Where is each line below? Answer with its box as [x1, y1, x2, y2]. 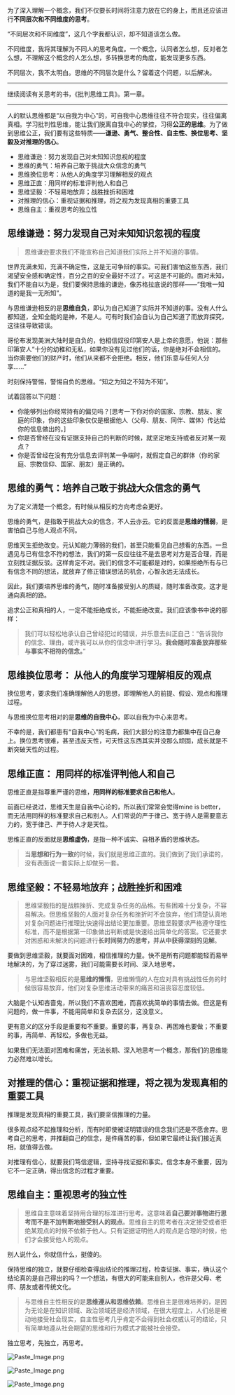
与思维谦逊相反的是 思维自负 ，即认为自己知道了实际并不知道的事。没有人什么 [7, 304, 228, 312]
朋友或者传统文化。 [19, 1282, 75, 1290]
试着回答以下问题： [7, 392, 63, 400]
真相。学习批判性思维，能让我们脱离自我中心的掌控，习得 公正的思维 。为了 [7, 120, 222, 128]
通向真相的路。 [7, 591, 50, 599]
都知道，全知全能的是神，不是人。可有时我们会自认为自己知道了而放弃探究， [7, 312, 228, 321]
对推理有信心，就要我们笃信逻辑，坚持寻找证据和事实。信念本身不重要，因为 [7, 1157, 228, 1166]
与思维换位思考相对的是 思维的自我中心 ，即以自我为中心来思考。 [7, 713, 191, 721]
